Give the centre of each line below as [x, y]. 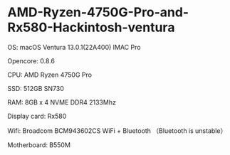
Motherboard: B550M [39, 145]
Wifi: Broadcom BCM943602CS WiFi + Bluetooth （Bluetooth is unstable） [117, 130]
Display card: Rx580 [37, 116]
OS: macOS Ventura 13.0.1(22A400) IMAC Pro [74, 47]
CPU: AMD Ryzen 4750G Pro [50, 75]
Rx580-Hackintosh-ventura [91, 27]
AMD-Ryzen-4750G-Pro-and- [98, 12]
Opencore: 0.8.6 [31, 60]
